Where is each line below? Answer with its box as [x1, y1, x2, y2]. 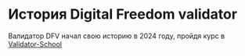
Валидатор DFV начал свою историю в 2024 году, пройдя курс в [8, 31, 225, 40]
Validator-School [8, 39, 63, 48]
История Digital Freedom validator [8, 5, 237, 23]
